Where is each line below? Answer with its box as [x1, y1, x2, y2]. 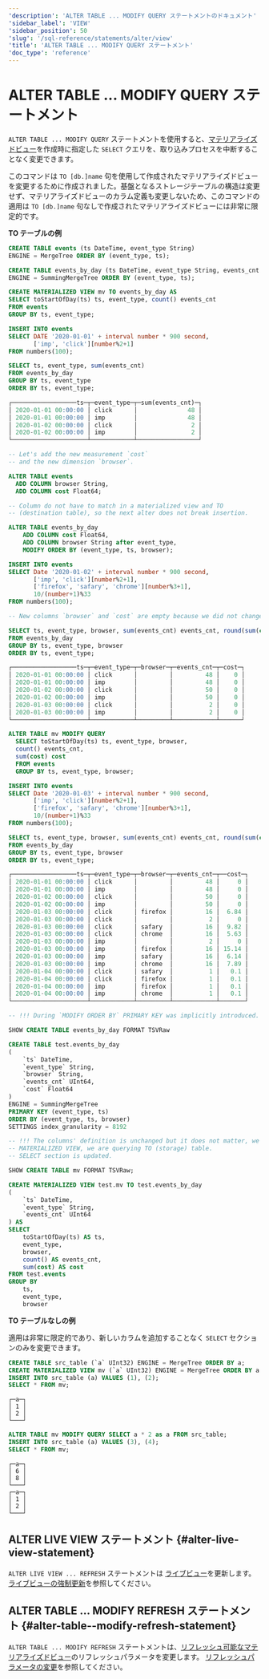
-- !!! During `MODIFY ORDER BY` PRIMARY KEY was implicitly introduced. [8, 1012, 260, 1020]
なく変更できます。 [14, 154, 78, 164]
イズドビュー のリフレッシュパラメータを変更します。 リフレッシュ [29, 1652, 248, 1661]
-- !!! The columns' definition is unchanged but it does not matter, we [8, 1137, 260, 1145]
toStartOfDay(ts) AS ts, [22, 1233, 106, 1241]
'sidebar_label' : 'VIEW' [8, 19, 91, 27]
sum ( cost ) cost [15, 753, 66, 761]
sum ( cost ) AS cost [22, 1263, 84, 1271]
